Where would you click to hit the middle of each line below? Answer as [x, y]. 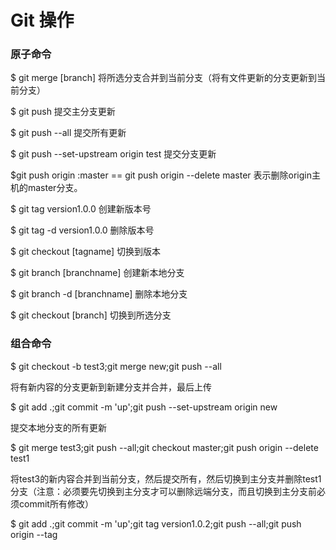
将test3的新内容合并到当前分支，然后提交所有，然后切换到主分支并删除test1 [166, 478]
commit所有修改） [56, 503]
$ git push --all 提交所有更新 [68, 133]
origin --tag [34, 534]
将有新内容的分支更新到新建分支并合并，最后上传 [111, 387]
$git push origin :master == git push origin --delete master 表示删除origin [161, 175]
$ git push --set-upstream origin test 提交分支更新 [113, 154]
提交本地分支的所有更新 [58, 427]
